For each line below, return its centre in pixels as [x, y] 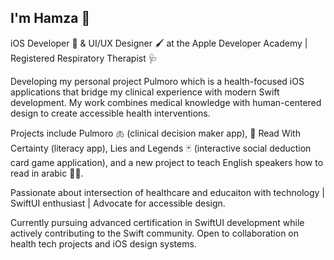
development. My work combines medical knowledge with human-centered [166, 102]
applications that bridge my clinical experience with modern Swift [145, 92]
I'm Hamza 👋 [50, 18]
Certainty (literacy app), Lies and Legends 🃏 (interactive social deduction [161, 148]
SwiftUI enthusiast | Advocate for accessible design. [118, 203]
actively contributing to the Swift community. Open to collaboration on [155, 233]
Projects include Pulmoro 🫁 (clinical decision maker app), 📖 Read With [155, 133]
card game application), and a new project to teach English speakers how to [167, 162]
